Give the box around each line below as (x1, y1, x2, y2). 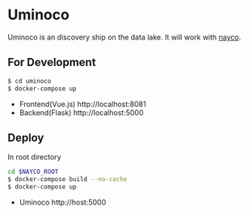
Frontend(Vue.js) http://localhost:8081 (19, 99, 146, 109)
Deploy (7, 130, 44, 144)
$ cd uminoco (7, 76, 52, 85)
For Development (7, 56, 96, 69)
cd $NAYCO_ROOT (7, 167, 59, 176)
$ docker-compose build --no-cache (7, 176, 128, 184)
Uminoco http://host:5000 (19, 197, 107, 207)
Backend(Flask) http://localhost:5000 (19, 107, 144, 118)
